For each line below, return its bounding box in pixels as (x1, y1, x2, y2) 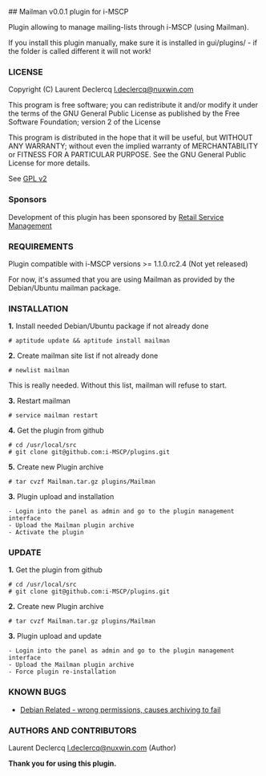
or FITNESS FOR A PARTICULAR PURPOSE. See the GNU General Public (8, 150, 247, 160)
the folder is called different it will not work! (8, 47, 151, 55)
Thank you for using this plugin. (8, 758, 117, 769)
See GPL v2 (8, 174, 47, 184)
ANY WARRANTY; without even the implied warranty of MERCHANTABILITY (8, 141, 259, 151)
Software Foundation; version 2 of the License (8, 117, 161, 127)
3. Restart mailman (8, 396, 71, 406)
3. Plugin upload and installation (8, 492, 115, 502)
